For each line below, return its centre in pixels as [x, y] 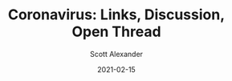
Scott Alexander [116, 54]
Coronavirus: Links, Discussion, [116, 15]
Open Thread [116, 32]
